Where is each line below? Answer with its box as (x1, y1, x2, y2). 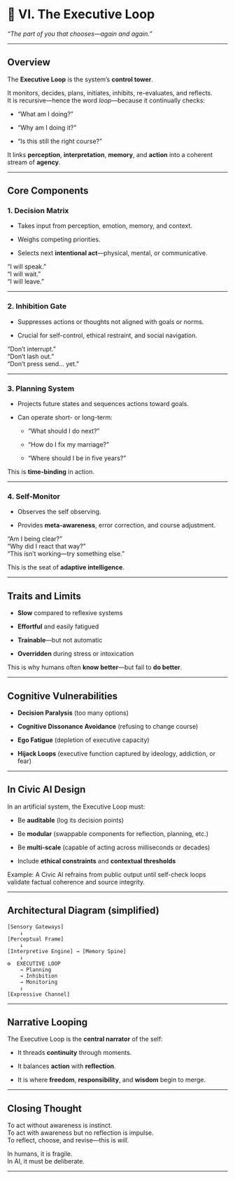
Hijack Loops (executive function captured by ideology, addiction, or (17, 749, 215, 757)
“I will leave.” (7, 277, 44, 286)
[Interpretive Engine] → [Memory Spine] (7, 948, 127, 955)
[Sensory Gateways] (7, 923, 64, 930)
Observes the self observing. (17, 508, 101, 516)
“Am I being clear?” (7, 534, 63, 543)
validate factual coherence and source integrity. (7, 877, 145, 886)
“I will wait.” (7, 270, 41, 278)
